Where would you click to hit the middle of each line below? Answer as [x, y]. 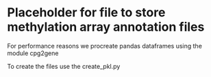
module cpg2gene [33, 53]
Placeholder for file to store [86, 13]
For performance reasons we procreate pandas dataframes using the [104, 46]
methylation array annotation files [106, 27]
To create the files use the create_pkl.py [64, 66]
